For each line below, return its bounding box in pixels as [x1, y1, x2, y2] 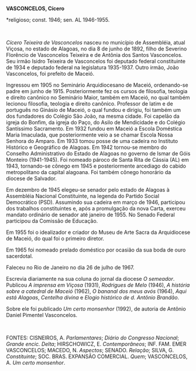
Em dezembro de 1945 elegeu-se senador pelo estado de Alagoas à [6, 186, 170, 193]
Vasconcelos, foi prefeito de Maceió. [6, 70, 95, 77]
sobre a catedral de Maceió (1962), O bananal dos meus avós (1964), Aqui [6, 288, 187, 295]
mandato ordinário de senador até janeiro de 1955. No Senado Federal [6, 211, 176, 218]
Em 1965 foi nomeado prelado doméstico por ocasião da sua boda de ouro [6, 246, 186, 253]
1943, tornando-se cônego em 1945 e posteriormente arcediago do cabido [6, 162, 186, 169]
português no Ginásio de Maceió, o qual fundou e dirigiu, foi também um [6, 107, 181, 113]
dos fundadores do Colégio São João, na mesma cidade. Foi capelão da [6, 113, 180, 120]
